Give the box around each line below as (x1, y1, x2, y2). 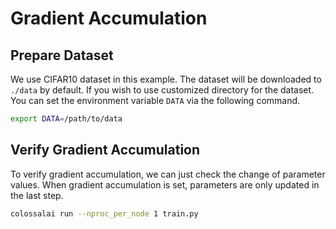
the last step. (10, 189, 64, 201)
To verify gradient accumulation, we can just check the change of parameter (10, 168, 326, 180)
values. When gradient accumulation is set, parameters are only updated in (10, 178, 320, 191)
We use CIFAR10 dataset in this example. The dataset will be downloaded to (10, 73, 322, 85)
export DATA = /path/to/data (10, 114, 123, 124)
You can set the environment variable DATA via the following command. (10, 95, 301, 106)
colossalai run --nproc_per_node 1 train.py (10, 208, 199, 219)
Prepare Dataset (10, 47, 114, 64)
